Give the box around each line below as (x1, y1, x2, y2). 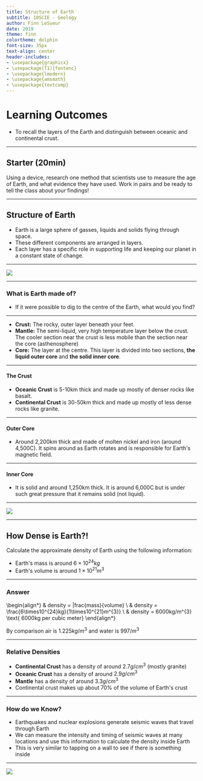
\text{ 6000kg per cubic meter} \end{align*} (6, 614, 116, 621)
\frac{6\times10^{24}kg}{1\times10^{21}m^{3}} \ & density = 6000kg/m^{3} (6, 608, 192, 615)
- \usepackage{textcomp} (6, 82, 69, 88)
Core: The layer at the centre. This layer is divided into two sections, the (14, 346, 195, 354)
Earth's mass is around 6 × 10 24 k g (14, 558, 100, 567)
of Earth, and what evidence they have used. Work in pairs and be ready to (6, 180, 193, 188)
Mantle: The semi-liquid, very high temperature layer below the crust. (14, 327, 189, 334)
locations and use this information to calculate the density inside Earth (14, 738, 190, 745)
